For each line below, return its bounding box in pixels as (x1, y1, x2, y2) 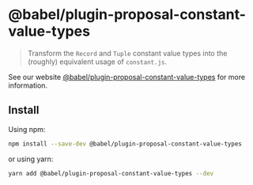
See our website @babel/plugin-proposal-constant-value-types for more (8, 72, 246, 81)
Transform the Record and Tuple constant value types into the (27, 48, 228, 58)
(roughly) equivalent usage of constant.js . (27, 57, 168, 66)
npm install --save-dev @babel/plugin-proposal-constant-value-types (8, 140, 243, 148)
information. (8, 81, 48, 90)
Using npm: (8, 124, 46, 134)
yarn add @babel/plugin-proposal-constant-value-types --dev (8, 169, 214, 177)
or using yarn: (8, 154, 54, 164)
